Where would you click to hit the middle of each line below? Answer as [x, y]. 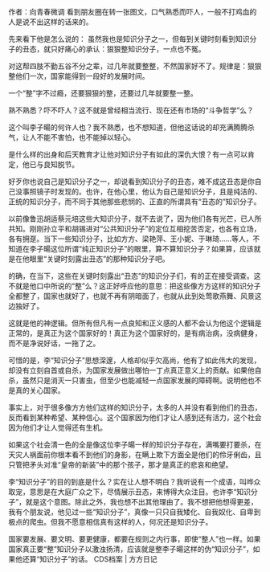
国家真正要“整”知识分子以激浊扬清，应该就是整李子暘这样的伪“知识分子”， [131, 549]
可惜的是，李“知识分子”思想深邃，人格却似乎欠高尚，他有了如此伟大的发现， [135, 360]
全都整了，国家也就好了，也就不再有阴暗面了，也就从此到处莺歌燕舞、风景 [131, 296]
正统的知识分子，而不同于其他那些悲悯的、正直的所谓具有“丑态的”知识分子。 [135, 202]
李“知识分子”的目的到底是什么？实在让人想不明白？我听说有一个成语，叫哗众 [135, 482]
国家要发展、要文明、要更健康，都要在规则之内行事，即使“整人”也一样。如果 [135, 539]
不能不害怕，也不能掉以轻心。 [85, 137]
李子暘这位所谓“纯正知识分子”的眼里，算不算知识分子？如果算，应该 [142, 249]
